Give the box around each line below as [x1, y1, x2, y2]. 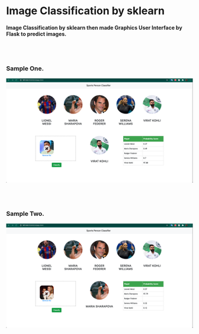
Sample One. [6, 64, 44, 73]
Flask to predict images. [6, 30, 67, 37]
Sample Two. [6, 210, 44, 218]
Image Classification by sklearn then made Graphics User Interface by [6, 24, 182, 31]
